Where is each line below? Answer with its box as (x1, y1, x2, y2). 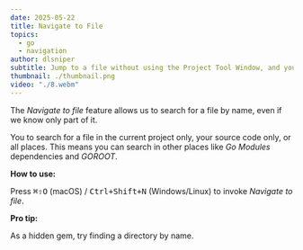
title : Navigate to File (10, 22, 103, 31)
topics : (10, 30, 40, 39)
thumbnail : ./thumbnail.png (10, 72, 116, 81)
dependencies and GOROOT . (10, 150, 118, 162)
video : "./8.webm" (10, 80, 79, 89)
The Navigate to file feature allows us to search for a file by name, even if (10, 104, 282, 115)
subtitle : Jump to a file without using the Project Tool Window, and (10, 64, 281, 73)
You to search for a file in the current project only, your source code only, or (10, 131, 291, 142)
